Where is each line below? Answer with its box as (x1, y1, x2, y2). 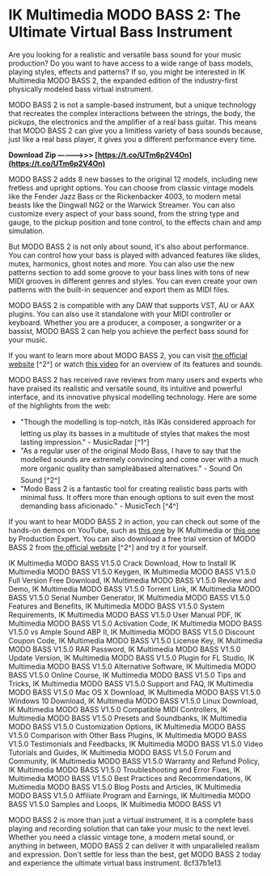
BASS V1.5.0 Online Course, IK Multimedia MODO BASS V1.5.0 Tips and (8, 670, 247, 680)
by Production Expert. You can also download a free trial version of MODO (8, 533, 256, 544)
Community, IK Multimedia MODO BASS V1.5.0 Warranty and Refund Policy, (8, 756, 260, 766)
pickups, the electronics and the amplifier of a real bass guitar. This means (8, 117, 257, 126)
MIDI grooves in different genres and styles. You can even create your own (8, 276, 258, 285)
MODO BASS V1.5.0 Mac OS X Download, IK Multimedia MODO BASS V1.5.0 (8, 687, 261, 697)
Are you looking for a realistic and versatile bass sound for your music (8, 49, 242, 59)
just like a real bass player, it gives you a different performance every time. (8, 134, 257, 143)
